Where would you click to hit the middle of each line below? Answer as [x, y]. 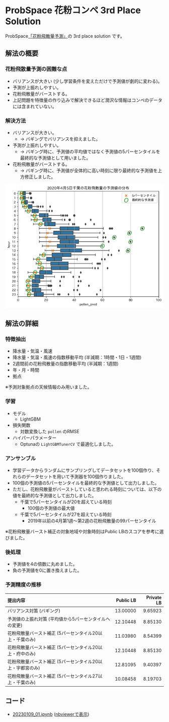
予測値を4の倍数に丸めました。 [45, 564]
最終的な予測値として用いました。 [55, 158]
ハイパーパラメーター [34, 438]
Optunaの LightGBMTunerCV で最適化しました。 [68, 444]
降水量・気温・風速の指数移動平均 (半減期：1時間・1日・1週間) [77, 357]
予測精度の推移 [23, 585]
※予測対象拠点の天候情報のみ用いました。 [49, 387]
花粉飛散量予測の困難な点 [36, 69]
